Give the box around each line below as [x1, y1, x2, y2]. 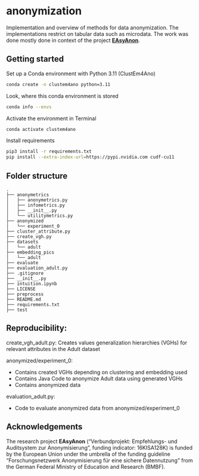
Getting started [6, 54, 64, 64]
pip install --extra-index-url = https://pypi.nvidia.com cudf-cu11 [6, 154, 175, 160]
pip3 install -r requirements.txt [6, 148, 92, 155]
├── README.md [6, 296, 42, 303]
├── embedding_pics [6, 249, 55, 255]
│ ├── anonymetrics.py [6, 197, 68, 203]
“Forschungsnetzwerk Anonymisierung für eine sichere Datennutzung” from [6, 456, 193, 464]
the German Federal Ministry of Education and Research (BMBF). [6, 463, 166, 470]
